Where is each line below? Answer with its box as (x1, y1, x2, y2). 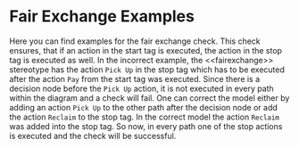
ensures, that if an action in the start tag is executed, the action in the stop (9, 45, 283, 55)
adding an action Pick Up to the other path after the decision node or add (9, 102, 278, 112)
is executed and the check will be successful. (9, 130, 177, 141)
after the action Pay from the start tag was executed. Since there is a (9, 73, 261, 84)
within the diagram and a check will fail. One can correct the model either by (9, 92, 290, 103)
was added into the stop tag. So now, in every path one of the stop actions (9, 120, 283, 131)
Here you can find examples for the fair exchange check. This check (9, 36, 261, 46)
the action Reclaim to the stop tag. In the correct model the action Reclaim (9, 111, 279, 122)
